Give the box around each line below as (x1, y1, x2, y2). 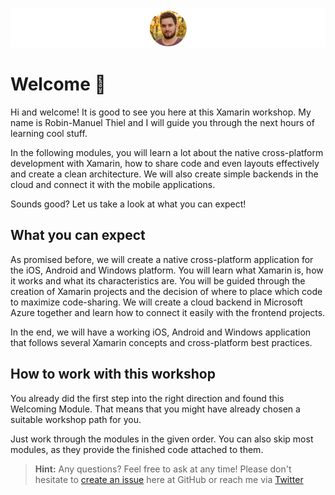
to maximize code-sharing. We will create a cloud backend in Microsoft (10, 296, 303, 308)
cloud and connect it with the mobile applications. (10, 178, 216, 190)
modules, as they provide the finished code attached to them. (10, 443, 264, 455)
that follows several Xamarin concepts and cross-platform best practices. (10, 336, 313, 348)
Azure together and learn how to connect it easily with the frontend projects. (10, 306, 326, 318)
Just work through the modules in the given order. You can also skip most (10, 433, 314, 445)
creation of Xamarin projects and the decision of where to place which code (10, 285, 323, 297)
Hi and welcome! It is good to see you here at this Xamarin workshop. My (10, 106, 312, 118)
